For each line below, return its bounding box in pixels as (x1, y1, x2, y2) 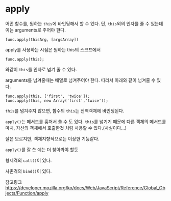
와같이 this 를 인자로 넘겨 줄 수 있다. (5, 66, 77, 72)
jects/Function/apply (5, 190, 48, 196)
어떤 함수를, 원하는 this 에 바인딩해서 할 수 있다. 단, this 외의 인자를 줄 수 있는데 (5, 20, 163, 26)
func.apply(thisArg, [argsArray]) (5, 37, 79, 42)
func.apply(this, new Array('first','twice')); (5, 98, 109, 103)
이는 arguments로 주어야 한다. (5, 26, 66, 33)
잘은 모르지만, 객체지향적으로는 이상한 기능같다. (5, 135, 100, 141)
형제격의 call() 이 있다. (5, 157, 52, 163)
